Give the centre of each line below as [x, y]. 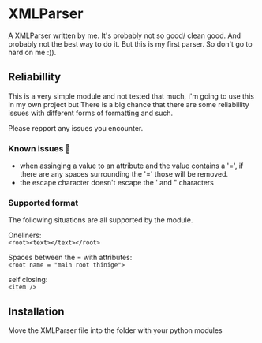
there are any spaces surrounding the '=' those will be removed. [124, 174]
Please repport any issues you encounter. [76, 128]
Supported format [43, 203]
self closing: [28, 280]
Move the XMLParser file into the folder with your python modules [115, 330]
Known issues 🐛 [39, 148]
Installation [36, 311]
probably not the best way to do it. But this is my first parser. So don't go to [130, 43]
